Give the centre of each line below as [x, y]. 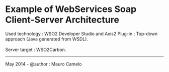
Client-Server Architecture [62, 20]
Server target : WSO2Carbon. [36, 49]
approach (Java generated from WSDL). [47, 39]
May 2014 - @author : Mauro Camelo [44, 64]
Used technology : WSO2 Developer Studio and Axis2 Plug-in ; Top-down [81, 33]
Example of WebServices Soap [71, 9]
